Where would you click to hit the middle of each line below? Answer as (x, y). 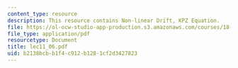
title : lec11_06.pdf (38, 47)
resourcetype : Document (42, 40)
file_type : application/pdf (49, 34)
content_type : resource (42, 14)
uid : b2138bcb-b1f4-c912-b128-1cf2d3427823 (73, 54)
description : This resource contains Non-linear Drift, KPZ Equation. (114, 21)
